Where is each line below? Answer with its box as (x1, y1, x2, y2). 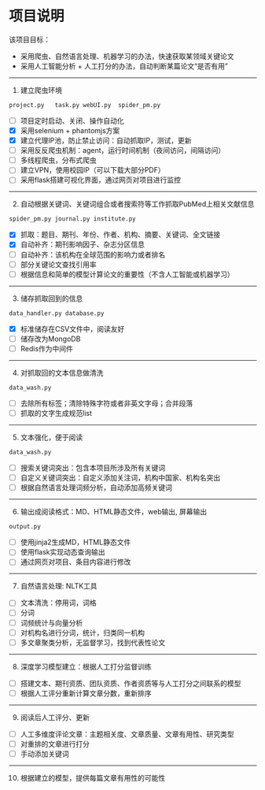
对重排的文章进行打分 (20, 739, 90, 748)
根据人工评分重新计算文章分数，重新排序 (20, 688, 152, 698)
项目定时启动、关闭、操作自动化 (20, 116, 124, 125)
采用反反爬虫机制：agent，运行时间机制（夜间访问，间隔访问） (20, 146, 226, 155)
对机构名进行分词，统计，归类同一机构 (20, 628, 145, 637)
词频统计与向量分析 (20, 618, 83, 627)
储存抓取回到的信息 (20, 293, 83, 303)
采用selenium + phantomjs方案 (20, 126, 120, 135)
